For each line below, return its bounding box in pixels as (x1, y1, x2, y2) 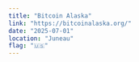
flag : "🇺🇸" (8, 42, 48, 50)
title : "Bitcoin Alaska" (8, 11, 92, 20)
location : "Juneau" (8, 34, 74, 43)
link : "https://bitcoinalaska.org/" (8, 19, 132, 27)
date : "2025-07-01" (8, 27, 74, 35)
